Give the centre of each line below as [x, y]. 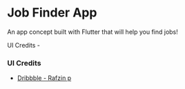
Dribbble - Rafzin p [44, 78]
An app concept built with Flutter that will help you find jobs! [92, 32]
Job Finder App [52, 13]
